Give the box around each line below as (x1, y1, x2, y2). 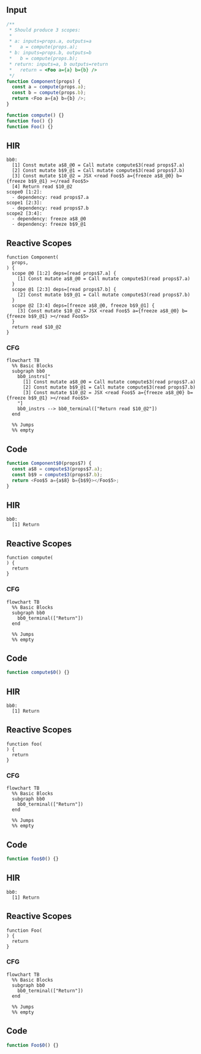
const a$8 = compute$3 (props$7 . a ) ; (12, 466, 103, 472)
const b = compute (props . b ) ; (12, 90, 86, 96)
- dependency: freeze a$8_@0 (12, 216, 86, 222)
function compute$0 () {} (6, 669, 70, 676)
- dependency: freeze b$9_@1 (12, 221, 86, 228)
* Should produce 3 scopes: (9, 27, 81, 33)
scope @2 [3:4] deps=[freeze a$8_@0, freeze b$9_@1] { (12, 303, 155, 309)
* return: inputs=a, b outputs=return (9, 61, 108, 67)
